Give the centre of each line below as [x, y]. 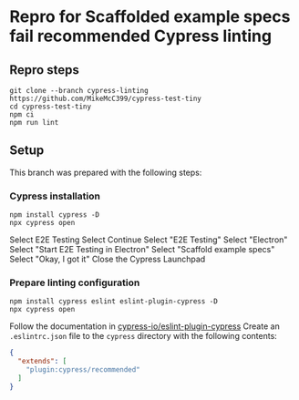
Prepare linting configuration [75, 282]
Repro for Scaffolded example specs [150, 17]
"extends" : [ [42, 362]
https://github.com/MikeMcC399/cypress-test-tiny [106, 98]
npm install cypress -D [55, 215]
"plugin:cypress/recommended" [83, 370]
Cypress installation [55, 196]
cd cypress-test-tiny [51, 107]
